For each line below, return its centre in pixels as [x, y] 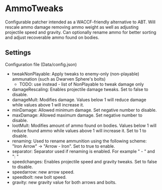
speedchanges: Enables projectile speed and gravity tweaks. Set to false [84, 161]
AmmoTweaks [34, 9]
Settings [18, 53]
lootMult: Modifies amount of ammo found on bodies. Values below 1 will [84, 125]
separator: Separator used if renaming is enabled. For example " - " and [83, 151]
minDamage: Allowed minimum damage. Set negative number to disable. [84, 110]
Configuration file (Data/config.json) [41, 64]
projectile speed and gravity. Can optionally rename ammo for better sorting [81, 32]
